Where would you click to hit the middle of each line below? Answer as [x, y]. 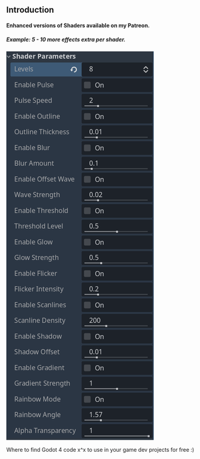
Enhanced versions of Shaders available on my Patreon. [78, 25]
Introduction [30, 10]
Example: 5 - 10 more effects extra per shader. [66, 39]
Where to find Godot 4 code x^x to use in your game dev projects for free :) [100, 449]
